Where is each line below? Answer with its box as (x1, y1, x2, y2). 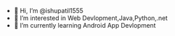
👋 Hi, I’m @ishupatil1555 (13, 7, 84, 15)
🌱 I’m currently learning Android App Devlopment (13, 21, 156, 29)
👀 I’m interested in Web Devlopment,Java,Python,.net (13, 14, 168, 22)
